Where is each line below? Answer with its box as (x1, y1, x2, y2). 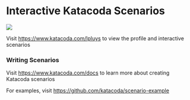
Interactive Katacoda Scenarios (6, 4, 165, 18)
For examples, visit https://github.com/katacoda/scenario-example (6, 87, 169, 94)
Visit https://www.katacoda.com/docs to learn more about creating (6, 69, 170, 76)
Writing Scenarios (6, 56, 59, 64)
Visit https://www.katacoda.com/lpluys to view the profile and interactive (6, 34, 184, 42)
